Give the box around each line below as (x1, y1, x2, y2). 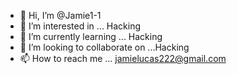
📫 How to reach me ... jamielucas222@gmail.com (19, 53, 227, 64)
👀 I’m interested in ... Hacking (19, 20, 142, 32)
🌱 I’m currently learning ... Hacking (19, 31, 163, 42)
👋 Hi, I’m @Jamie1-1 (19, 10, 102, 21)
